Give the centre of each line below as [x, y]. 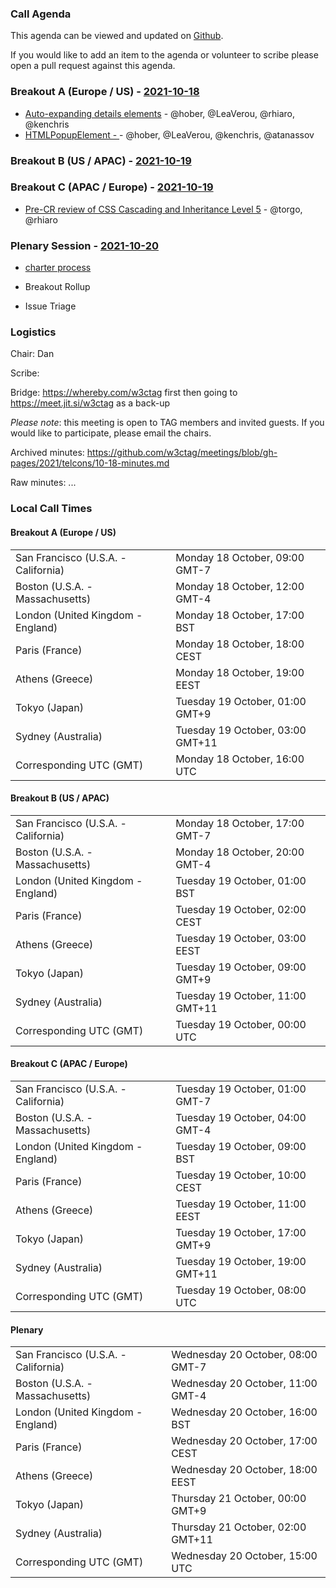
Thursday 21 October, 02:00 [239, 1527]
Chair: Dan [32, 354]
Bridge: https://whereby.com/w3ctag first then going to [124, 393]
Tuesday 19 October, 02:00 [241, 909]
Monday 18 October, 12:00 [240, 586]
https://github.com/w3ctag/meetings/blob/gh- [182, 453]
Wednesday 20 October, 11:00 [244, 1384]
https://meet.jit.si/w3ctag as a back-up [90, 403]
